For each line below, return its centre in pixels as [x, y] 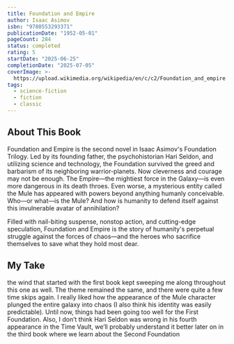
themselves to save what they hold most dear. [73, 243]
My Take [26, 266]
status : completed [34, 46]
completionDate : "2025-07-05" [51, 65]
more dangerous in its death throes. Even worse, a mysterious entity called [115, 186]
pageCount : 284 [29, 40]
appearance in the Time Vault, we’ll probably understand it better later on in [116, 327]
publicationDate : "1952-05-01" [53, 33]
